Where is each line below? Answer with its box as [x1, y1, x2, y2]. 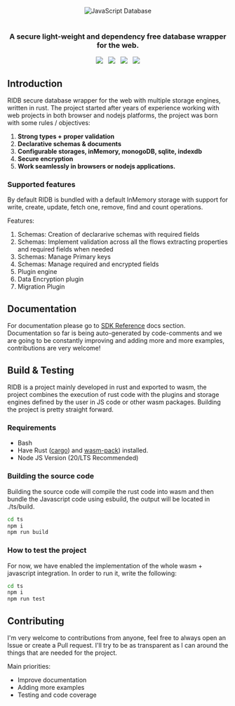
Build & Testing [7, 364, 75, 376]
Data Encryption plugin [17, 275, 84, 284]
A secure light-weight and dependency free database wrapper [9, 32, 227, 41]
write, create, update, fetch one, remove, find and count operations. [7, 203, 203, 211]
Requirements [7, 422, 57, 432]
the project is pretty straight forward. [7, 405, 114, 414]
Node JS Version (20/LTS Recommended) [17, 454, 139, 462]
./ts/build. [7, 502, 35, 511]
